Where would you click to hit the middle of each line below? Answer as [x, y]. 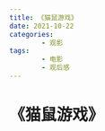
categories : [31, 34]
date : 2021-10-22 [42, 26]
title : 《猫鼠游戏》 [44, 17]
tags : [19, 51]
